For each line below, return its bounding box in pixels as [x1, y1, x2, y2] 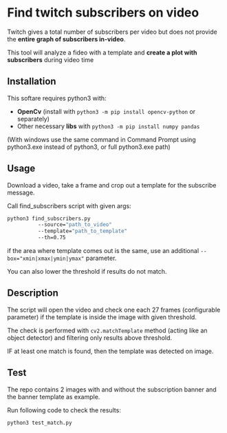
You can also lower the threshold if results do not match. [7, 268, 167, 276]
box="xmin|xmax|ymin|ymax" [7, 255, 85, 263]
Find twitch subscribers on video [7, 5, 199, 21]
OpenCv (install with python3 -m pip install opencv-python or [17, 107, 196, 115]
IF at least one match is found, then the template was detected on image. [7, 347, 214, 355]
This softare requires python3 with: [7, 94, 107, 102]
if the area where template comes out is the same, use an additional [7, 247, 199, 255]
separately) [17, 114, 50, 123]
